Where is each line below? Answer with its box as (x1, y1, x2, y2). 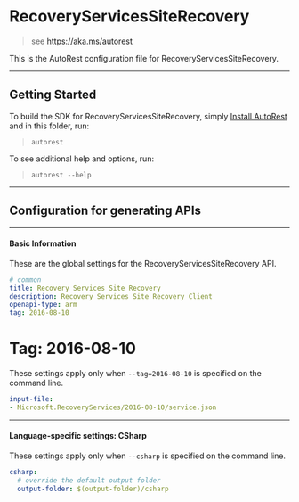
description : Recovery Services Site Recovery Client (9, 292, 214, 300)
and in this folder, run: (9, 120, 90, 131)
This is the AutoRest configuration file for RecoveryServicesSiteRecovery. (9, 53, 279, 63)
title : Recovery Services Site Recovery (9, 284, 162, 292)
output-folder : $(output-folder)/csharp (17, 484, 169, 493)
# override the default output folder (17, 475, 162, 485)
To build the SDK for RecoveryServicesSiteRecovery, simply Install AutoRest (9, 111, 287, 121)
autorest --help (30, 170, 92, 179)
